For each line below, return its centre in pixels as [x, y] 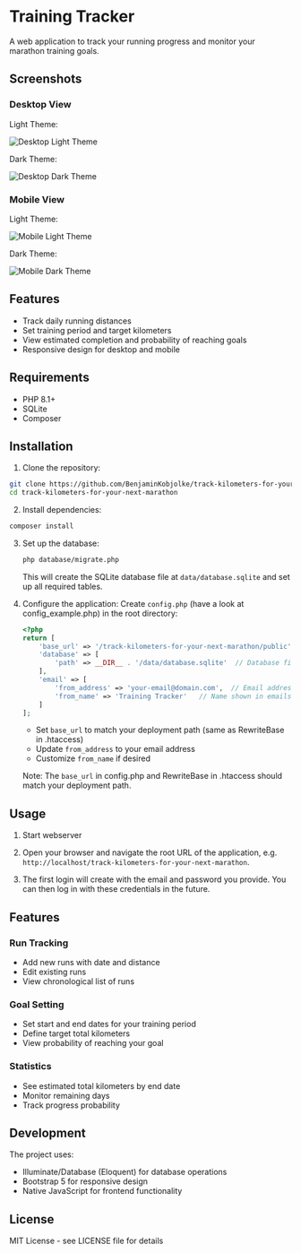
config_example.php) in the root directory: [100, 613]
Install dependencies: [62, 510]
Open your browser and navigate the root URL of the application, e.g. [150, 852]
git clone [28, 484]
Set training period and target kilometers [97, 330]
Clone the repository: [61, 468]
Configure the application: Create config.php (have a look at [133, 603]
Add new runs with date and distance [91, 962]
